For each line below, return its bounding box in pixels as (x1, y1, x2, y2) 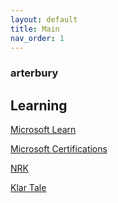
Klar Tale (10, 182, 47, 194)
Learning (10, 97, 68, 114)
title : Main (10, 24, 60, 34)
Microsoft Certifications (10, 143, 108, 155)
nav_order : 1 (10, 33, 65, 43)
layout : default (10, 14, 78, 25)
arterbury (10, 66, 59, 80)
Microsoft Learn (10, 124, 77, 136)
